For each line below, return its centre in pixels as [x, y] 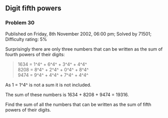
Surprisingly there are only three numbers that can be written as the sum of [84, 49]
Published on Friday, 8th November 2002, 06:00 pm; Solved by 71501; [78, 34]
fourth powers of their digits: [35, 54]
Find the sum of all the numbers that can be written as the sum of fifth [78, 104]
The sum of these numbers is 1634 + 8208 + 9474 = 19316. [67, 94]
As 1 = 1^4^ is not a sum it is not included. [48, 85]
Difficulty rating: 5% [26, 39]
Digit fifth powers [33, 8]
